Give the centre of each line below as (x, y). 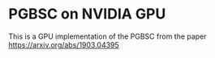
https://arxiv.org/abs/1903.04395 (64, 44)
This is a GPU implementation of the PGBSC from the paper (107, 36)
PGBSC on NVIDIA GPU (87, 14)
